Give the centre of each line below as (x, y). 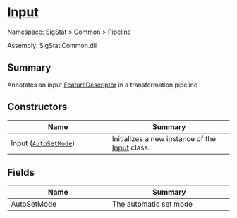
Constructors (37, 107)
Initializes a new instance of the (164, 138)
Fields (21, 172)
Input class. (131, 147)
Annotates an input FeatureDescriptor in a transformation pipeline (103, 85)
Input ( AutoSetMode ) (43, 143)
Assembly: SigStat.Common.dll (52, 45)
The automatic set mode (152, 204)
